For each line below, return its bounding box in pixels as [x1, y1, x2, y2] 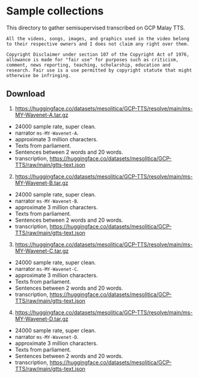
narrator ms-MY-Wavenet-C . [14, 265, 79, 272]
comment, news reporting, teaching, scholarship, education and [6, 62, 171, 68]
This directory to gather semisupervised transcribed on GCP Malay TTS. [6, 24, 185, 31]
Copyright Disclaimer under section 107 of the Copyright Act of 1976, [6, 51, 189, 58]
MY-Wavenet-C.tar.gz [14, 247, 69, 254]
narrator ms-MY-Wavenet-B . [14, 197, 79, 204]
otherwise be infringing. [6, 72, 71, 79]
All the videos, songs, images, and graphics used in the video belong [6, 35, 189, 41]
